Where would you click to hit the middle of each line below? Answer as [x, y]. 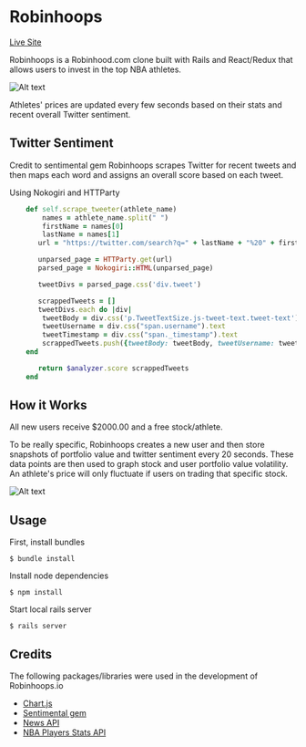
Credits [31, 654]
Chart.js [37, 703]
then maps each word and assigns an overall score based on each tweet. [147, 174]
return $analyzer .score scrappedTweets [113, 368]
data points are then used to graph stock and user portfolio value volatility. [149, 464]
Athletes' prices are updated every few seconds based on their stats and [146, 104]
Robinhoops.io [36, 686]
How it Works [48, 405]
